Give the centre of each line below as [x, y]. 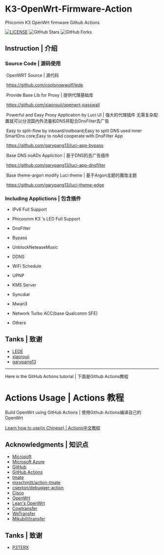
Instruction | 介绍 [31, 49]
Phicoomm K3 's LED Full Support [46, 218]
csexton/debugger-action [38, 488]
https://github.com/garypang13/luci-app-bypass [55, 145]
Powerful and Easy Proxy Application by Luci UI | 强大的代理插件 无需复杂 [80, 115]
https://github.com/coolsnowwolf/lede [45, 85]
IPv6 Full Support [30, 209]
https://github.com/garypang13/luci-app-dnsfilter [56, 165]
